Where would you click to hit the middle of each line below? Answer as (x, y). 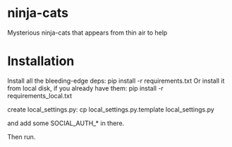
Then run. (22, 136)
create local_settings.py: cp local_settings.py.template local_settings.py (111, 109)
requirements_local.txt (40, 95)
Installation (41, 61)
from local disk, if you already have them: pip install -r (85, 88)
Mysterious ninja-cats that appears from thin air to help (87, 33)
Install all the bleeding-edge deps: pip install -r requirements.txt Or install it (116, 81)
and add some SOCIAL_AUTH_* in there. (66, 123)
